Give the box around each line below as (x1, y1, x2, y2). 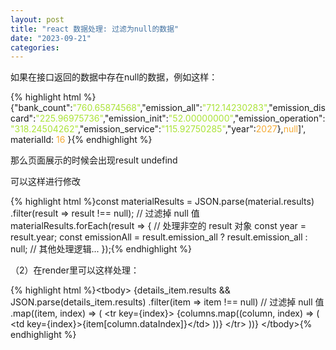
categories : (10, 42, 60, 53)
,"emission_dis (266, 102, 326, 114)
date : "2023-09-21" (10, 33, 92, 43)
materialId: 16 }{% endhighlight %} (10, 134, 153, 146)
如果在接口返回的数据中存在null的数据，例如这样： (10, 71, 218, 83)
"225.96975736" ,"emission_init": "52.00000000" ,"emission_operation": (35, 112, 326, 125)
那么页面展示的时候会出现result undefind (10, 154, 178, 166)
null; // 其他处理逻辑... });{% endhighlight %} (10, 243, 192, 255)
